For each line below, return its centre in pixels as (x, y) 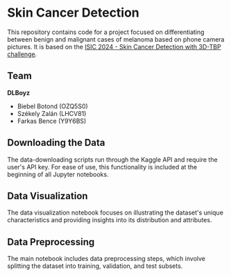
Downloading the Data (56, 143)
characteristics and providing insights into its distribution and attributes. (110, 220)
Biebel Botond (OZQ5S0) (52, 106)
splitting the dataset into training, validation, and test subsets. (95, 266)
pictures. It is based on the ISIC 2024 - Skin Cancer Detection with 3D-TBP (114, 47)
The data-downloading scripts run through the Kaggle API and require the (112, 159)
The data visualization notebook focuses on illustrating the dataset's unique (115, 212)
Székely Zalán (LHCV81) (52, 113)
